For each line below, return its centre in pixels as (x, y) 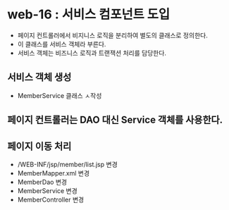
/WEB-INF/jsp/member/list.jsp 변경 (67, 164)
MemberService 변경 (47, 190)
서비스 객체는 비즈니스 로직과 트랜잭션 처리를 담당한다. (92, 53)
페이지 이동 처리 (39, 146)
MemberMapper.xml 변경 (54, 173)
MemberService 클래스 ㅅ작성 (60, 95)
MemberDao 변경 (42, 182)
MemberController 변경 (51, 199)
